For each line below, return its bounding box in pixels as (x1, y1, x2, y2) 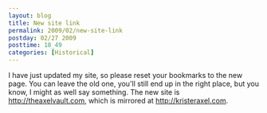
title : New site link (8, 19, 80, 27)
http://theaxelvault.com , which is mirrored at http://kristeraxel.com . (8, 96, 229, 105)
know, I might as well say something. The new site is (8, 88, 180, 96)
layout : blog (8, 11, 52, 20)
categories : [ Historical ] (8, 49, 94, 56)
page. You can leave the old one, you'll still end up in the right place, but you (8, 79, 259, 88)
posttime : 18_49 (8, 41, 62, 49)
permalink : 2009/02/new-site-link (8, 26, 124, 34)
